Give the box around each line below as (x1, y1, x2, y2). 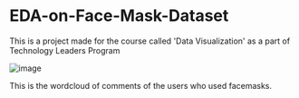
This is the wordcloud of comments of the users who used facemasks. (9, 80, 273, 91)
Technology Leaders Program (9, 44, 121, 55)
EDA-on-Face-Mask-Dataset (9, 5, 229, 26)
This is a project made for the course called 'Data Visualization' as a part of (9, 35, 291, 46)
